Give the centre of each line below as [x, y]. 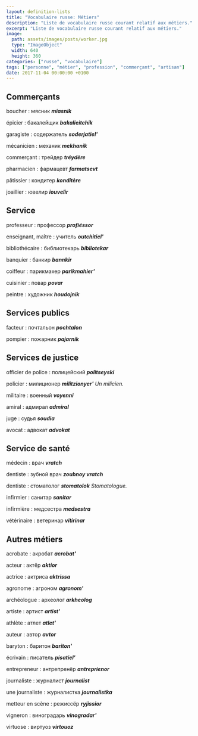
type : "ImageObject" [37, 45]
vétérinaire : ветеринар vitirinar [45, 521]
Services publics [38, 313]
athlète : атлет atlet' [31, 623]
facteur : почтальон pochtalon [44, 327]
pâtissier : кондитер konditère [44, 181]
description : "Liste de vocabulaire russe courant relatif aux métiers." [100, 23]
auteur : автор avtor [31, 635]
